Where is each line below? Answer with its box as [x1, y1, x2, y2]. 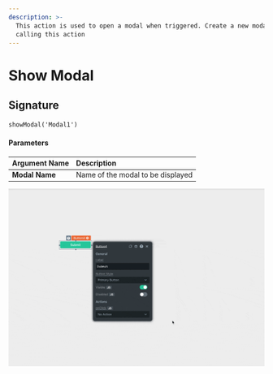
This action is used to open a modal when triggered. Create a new [15, 21, 249, 30]
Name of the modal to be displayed [76, 170, 193, 180]
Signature [8, 98, 59, 112]
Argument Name [11, 158, 70, 168]
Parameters [8, 138, 49, 148]
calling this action [15, 30, 85, 38]
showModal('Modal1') [8, 121, 79, 129]
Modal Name [11, 170, 57, 180]
